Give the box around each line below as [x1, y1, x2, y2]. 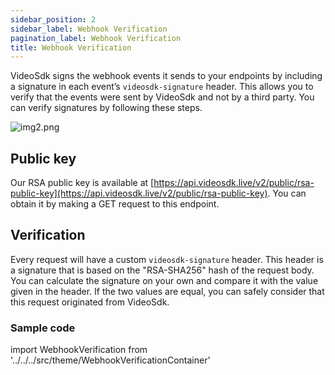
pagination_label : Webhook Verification [10, 33, 182, 43]
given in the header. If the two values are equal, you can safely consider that [10, 285, 325, 297]
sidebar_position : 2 [10, 14, 97, 25]
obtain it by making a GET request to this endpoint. [10, 198, 220, 210]
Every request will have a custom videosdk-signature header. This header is [10, 253, 324, 265]
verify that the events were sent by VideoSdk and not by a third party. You [10, 91, 315, 103]
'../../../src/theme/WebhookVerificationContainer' [10, 354, 211, 366]
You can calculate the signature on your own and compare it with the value [10, 274, 319, 286]
